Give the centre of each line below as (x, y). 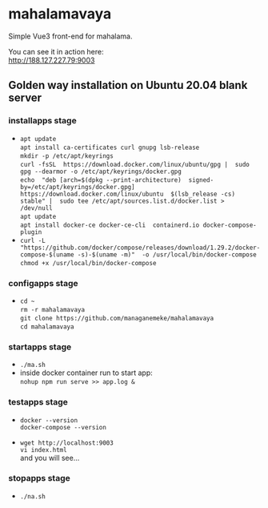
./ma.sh (32, 365)
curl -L (32, 240)
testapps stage (38, 402)
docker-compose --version (63, 427)
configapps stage (43, 283)
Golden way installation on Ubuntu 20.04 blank (128, 85)
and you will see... (50, 458)
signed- (201, 180)
